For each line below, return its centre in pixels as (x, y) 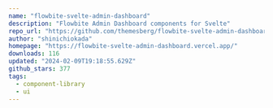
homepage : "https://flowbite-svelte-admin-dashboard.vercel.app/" (123, 46)
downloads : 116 (34, 54)
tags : (17, 76)
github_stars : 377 (39, 69)
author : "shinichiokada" (50, 39)
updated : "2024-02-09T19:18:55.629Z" (72, 62)
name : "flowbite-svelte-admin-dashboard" (80, 16)
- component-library (50, 84)
